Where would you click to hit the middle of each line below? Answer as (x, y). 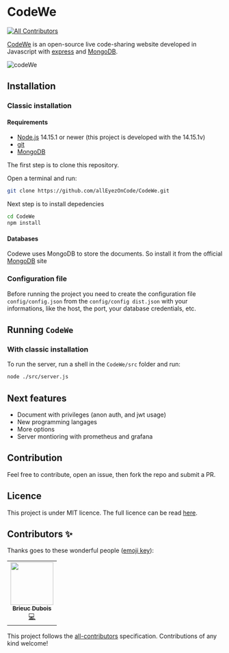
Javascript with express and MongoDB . (63, 51)
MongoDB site (27, 261)
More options (36, 429)
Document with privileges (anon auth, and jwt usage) (91, 415)
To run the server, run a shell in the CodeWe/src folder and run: (94, 365)
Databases (23, 238)
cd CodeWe (21, 217)
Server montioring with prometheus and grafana (85, 436)
